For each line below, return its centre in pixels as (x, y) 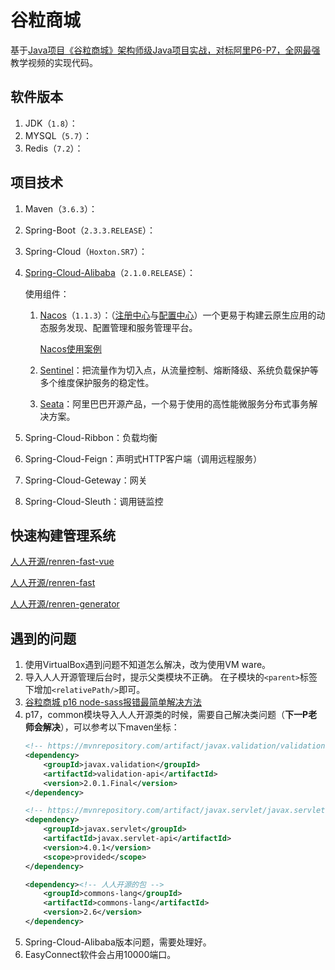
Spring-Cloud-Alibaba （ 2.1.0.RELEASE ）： (110, 272)
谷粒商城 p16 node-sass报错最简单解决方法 (113, 702)
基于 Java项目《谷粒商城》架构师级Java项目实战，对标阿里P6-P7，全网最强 (165, 50)
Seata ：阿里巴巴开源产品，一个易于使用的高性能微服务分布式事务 (174, 403)
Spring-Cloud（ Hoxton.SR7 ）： (86, 251)
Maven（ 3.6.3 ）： (61, 208)
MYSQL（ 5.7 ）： (58, 135)
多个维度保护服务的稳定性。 (97, 382)
